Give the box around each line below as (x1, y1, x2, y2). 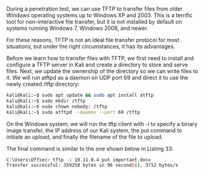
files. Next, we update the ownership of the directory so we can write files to (6, 68, 199, 75)
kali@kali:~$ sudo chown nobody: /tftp (6, 103, 108, 110)
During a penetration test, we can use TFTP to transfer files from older (6, 5, 183, 12)
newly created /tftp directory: (6, 80, 80, 88)
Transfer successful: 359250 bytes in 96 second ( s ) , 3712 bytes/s (6, 162, 178, 169)
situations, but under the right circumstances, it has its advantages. (6, 43, 175, 50)
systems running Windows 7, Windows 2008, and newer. (6, 24, 149, 32)
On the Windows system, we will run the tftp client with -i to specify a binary (6, 120, 198, 127)
